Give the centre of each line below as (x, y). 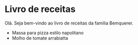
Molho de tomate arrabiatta (40, 38)
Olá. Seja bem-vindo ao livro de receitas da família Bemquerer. (69, 23)
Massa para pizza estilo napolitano (48, 32)
